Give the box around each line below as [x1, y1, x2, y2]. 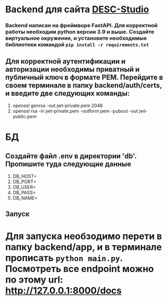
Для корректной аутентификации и [5, 57, 126, 66]
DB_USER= [12, 184, 36, 190]
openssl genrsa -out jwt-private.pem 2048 [12, 102, 103, 109]
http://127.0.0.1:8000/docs [5, 285, 122, 296]
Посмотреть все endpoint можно [5, 263, 154, 274]
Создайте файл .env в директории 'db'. [5, 152, 137, 160]
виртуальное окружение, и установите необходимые [5, 35, 147, 42]
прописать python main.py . [5, 252, 123, 264]
